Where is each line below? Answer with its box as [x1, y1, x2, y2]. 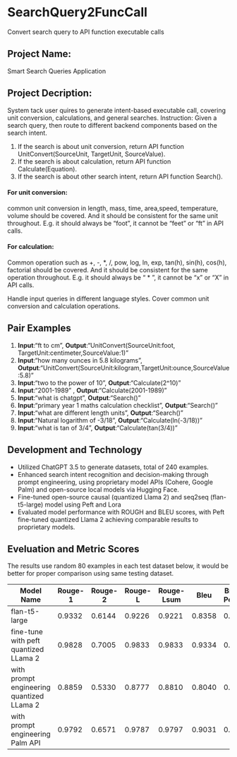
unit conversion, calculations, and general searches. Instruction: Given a [7, 114, 217, 122]
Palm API [11, 738, 41, 748]
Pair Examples [7, 322, 72, 334]
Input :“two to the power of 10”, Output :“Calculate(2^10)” [17, 378, 181, 387]
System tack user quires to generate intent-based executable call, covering [7, 106, 226, 114]
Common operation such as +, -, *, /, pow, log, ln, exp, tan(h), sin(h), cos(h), [7, 258, 227, 267]
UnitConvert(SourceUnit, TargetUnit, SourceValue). [17, 150, 166, 158]
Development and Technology [7, 444, 142, 456]
